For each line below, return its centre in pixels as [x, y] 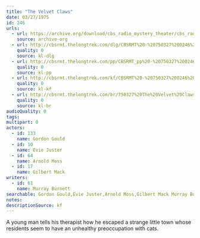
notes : [14, 200]
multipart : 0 [22, 123]
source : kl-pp [34, 73]
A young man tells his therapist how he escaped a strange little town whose [99, 222]
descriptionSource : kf [34, 205]
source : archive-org [42, 39]
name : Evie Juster [40, 150]
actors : [16, 128]
